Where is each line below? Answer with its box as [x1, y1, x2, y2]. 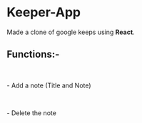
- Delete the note [6, 108, 56, 117]
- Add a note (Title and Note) [6, 81, 91, 90]
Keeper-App [6, 4, 81, 21]
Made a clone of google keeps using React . [6, 28, 135, 36]
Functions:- [6, 48, 60, 60]
